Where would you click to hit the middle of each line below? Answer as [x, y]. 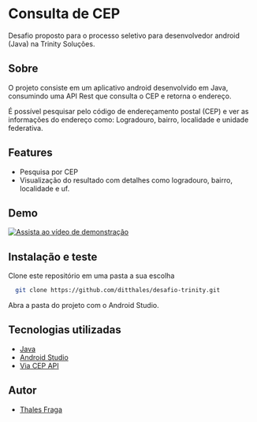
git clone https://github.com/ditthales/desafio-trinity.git [118, 291]
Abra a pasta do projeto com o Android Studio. [84, 305]
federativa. [26, 128]
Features [30, 153]
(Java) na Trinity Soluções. [52, 43]
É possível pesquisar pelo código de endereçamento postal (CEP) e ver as [128, 111]
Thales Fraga [41, 409]
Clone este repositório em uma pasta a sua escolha [91, 276]
